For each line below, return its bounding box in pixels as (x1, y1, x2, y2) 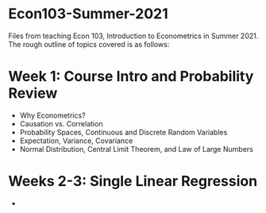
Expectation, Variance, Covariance (19, 136, 133, 145)
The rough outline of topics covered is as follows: (8, 39, 170, 48)
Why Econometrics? (19, 110, 86, 120)
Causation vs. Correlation (19, 118, 103, 128)
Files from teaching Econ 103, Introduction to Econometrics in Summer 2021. (8, 31, 259, 41)
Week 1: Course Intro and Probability (8, 68, 254, 86)
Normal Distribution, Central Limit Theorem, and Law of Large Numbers (19, 144, 254, 153)
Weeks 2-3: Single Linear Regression (8, 172, 258, 191)
